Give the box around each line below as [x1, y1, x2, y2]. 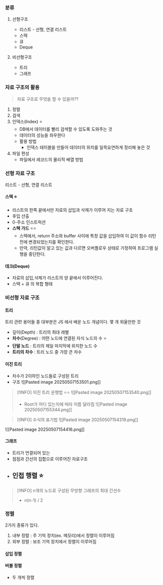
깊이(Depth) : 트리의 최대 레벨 [12, 329, 69, 335]
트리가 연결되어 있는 [12, 450, 50, 456]
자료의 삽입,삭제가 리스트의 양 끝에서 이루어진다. [12, 275, 104, 281]
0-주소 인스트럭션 [12, 219, 46, 225]
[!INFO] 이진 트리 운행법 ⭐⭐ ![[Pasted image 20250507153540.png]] [17, 389, 152, 395]
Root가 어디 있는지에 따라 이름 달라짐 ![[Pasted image [24, 401, 127, 407]
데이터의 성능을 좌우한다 [19, 132, 66, 138]
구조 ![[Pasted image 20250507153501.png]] [12, 379, 101, 385]
